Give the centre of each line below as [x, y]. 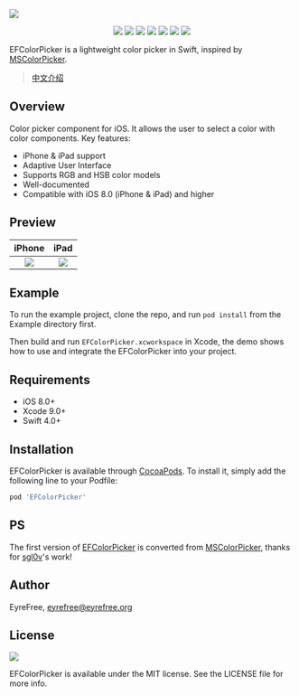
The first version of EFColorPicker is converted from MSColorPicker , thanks [150, 547]
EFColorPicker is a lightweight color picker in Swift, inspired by [126, 49]
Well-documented [56, 184]
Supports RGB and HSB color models [91, 174]
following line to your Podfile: [64, 481]
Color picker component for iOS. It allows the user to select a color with [142, 128]
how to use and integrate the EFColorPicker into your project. [123, 352]
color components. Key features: [70, 138]
